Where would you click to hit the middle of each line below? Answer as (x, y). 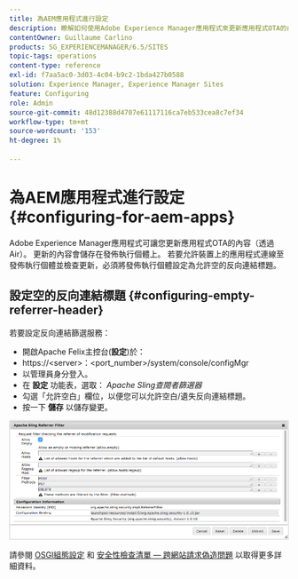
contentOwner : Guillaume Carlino (71, 37)
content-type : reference (55, 66)
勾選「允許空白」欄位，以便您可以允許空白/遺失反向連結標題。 (136, 396)
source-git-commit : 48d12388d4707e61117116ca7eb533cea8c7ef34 (126, 112)
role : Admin (31, 103)
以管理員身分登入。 (57, 374)
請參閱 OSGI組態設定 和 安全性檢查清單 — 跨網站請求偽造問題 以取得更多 (142, 555)
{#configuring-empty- (192, 296)
